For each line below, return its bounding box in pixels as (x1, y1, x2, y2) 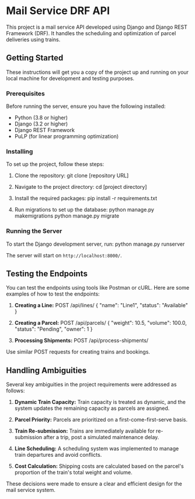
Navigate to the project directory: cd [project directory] (14, 184, 147, 191)
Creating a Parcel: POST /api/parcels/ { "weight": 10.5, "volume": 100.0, (14, 320, 187, 327)
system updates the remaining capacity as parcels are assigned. (14, 405, 170, 412)
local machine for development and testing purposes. (6, 74, 135, 82)
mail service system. (6, 487, 55, 494)
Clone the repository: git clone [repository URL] (14, 172, 129, 179)
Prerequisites (6, 89, 45, 97)
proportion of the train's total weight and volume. (14, 469, 133, 476)
